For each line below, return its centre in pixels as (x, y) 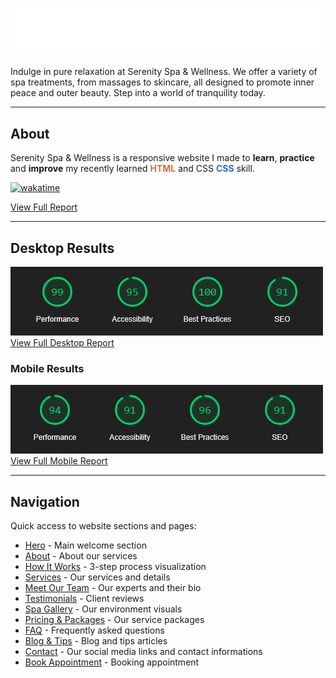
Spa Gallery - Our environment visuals (103, 609)
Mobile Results (47, 368)
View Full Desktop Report (62, 342)
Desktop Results (62, 248)
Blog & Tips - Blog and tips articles (96, 641)
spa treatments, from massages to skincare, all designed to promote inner (162, 82)
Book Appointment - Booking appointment (112, 662)
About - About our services (81, 556)
